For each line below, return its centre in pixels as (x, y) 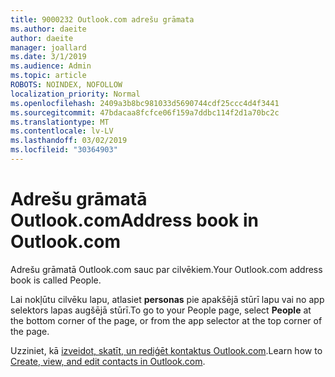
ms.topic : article (48, 76)
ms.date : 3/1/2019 (48, 57)
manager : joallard (48, 47)
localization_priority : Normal (75, 94)
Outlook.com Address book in (134, 220)
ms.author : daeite (48, 29)
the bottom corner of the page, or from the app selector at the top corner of (166, 320)
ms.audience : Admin (51, 66)
